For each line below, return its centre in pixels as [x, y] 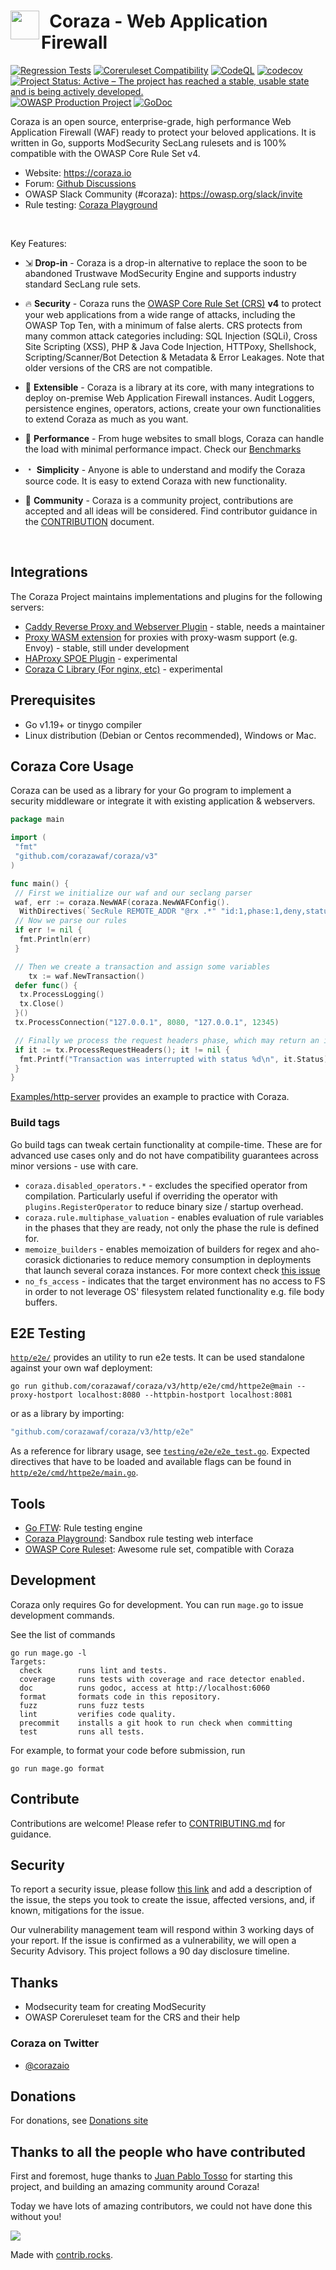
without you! [36, 2217]
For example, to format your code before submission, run [128, 1750]
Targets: [28, 1661]
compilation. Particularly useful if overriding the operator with [151, 1196]
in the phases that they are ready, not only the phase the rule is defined [172, 1227]
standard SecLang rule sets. [83, 284]
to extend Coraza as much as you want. [106, 419]
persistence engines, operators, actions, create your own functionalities [173, 408]
